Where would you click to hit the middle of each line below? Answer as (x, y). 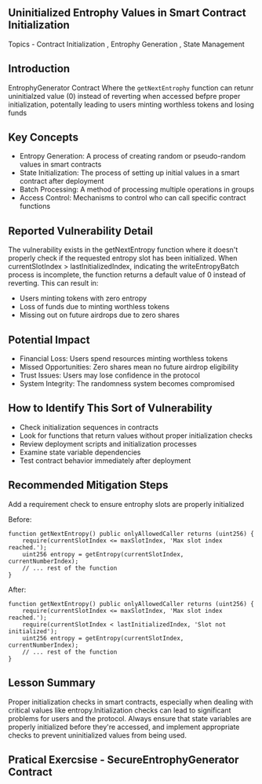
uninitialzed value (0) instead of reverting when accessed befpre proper (124, 96)
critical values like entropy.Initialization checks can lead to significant (120, 710)
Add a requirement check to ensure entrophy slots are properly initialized (126, 504)
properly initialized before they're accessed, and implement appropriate (124, 727)
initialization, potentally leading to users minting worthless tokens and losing (131, 104)
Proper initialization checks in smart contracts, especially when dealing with (131, 702)
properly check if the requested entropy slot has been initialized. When (123, 258)
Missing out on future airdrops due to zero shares (100, 315)
